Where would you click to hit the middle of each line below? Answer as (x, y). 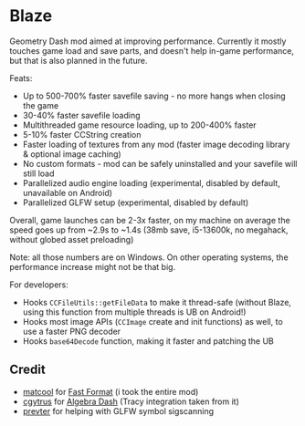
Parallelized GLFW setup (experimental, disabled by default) (136, 203)
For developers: (39, 285)
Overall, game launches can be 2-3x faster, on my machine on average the (150, 220)
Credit (27, 370)
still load (38, 173)
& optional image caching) (72, 154)
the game (41, 105)
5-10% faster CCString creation (82, 134)
